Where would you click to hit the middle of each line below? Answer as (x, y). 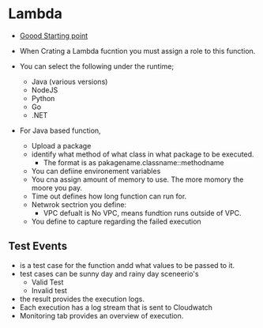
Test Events (38, 246)
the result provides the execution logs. (82, 299)
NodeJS (45, 90)
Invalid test (49, 290)
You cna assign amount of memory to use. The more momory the (137, 179)
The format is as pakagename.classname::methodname (133, 162)
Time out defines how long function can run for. (109, 196)
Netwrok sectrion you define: (79, 204)
